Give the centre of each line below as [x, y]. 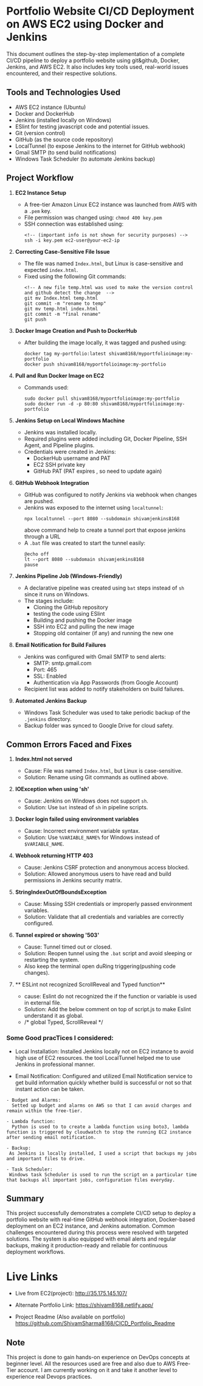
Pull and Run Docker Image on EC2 [60, 375]
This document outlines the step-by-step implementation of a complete [96, 54]
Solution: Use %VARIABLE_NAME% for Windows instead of [92, 837]
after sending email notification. [51, 1137]
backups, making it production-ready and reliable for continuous [87, 1245]
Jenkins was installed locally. [60, 432]
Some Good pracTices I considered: [60, 1038]
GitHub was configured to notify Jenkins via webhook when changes [111, 495]
